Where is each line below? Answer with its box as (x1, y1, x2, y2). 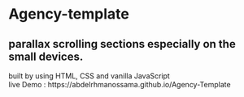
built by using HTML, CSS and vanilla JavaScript (8, 71, 171, 81)
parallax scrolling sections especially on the (8, 37, 236, 51)
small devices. (8, 49, 84, 63)
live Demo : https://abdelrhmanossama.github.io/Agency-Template (8, 80, 231, 89)
